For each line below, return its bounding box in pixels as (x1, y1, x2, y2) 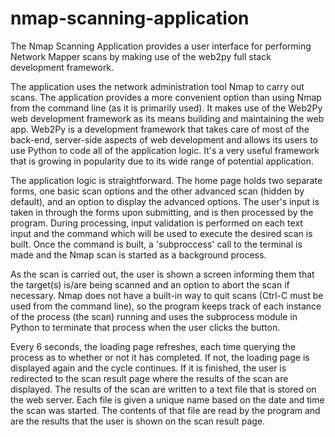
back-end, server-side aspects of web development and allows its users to (10, 133, 319, 146)
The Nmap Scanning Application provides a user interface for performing (10, 40, 312, 52)
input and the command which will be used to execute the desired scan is (10, 227, 313, 239)
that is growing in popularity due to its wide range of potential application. (10, 155, 314, 167)
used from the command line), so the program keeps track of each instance (10, 300, 322, 312)
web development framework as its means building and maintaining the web (10, 112, 325, 124)
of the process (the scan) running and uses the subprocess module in (10, 310, 298, 322)
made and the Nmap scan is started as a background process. (10, 248, 267, 261)
